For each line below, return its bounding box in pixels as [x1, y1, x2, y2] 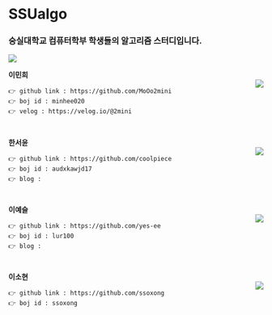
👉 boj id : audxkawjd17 [8, 165, 92, 173]
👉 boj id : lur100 [8, 232, 74, 240]
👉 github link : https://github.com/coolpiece [8, 154, 172, 162]
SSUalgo [8, 5, 67, 23]
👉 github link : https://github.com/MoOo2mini [8, 87, 172, 95]
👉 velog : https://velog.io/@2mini [8, 107, 132, 115]
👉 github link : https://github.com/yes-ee [8, 221, 161, 230]
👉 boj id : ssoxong [8, 300, 79, 308]
